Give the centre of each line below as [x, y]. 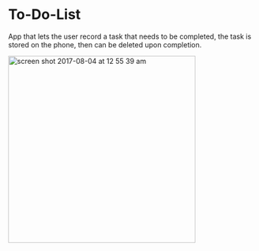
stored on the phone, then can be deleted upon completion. [105, 44]
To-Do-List [45, 15]
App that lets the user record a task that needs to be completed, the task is [130, 36]
